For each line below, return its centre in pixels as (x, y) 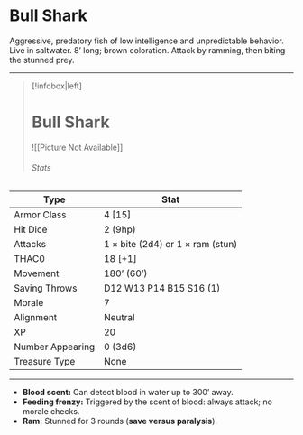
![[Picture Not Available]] (77, 147)
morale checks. (51, 412)
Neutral (119, 318)
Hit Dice (31, 229)
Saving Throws (46, 288)
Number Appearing (55, 347)
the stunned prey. (42, 60)
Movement (37, 273)
